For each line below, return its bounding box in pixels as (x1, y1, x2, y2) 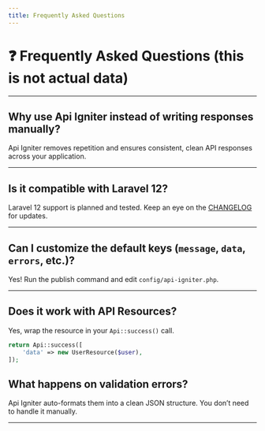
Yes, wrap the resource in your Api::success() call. (8, 325, 175, 335)
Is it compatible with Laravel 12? (8, 182, 168, 195)
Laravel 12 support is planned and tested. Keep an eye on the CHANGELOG (8, 202, 252, 213)
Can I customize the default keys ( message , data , (8, 241, 246, 255)
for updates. (8, 211, 48, 221)
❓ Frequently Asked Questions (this (8, 46, 244, 65)
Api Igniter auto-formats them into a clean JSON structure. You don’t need (8, 399, 249, 408)
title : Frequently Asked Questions (8, 11, 125, 20)
